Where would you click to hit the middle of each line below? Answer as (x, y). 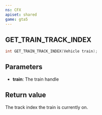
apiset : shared (21, 15)
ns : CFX (13, 10)
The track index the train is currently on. (47, 107)
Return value (26, 95)
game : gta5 (17, 19)
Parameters (24, 67)
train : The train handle (36, 79)
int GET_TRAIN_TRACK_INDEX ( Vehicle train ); (52, 51)
